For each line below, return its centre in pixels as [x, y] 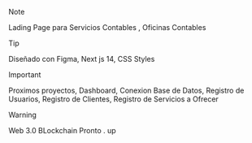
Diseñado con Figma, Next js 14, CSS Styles [82, 59]
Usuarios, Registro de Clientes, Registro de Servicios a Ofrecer [114, 99]
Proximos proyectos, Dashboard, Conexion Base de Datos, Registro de [126, 90]
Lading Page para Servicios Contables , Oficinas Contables [107, 27]
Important [25, 75]
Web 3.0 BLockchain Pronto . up [62, 130]
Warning [22, 115]
